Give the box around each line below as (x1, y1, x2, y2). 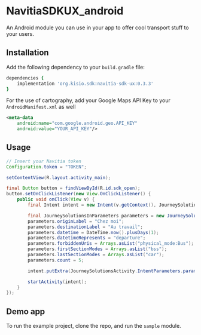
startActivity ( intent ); (28, 279, 87, 285)
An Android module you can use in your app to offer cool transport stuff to (6, 24, 190, 31)
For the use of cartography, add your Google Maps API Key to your (6, 97, 170, 104)
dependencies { (6, 75, 44, 81)
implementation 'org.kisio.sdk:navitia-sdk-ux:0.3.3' (17, 81, 154, 87)
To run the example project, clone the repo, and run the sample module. (6, 322, 181, 330)
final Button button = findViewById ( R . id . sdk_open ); (6, 185, 141, 192)
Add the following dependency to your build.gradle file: (6, 63, 145, 70)
